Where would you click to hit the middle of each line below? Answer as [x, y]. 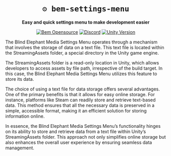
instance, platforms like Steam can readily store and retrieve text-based [80, 100]
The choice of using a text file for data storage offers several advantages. [82, 89]
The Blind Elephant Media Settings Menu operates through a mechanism [81, 42]
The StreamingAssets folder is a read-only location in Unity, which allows [82, 62]
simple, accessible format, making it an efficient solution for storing [76, 110]
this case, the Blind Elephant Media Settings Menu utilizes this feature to [81, 74]
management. [20, 148]
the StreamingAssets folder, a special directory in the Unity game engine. [82, 53]
